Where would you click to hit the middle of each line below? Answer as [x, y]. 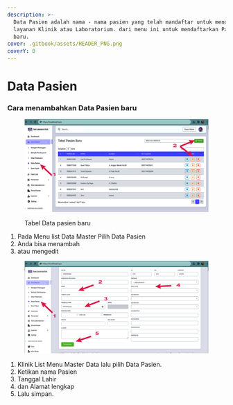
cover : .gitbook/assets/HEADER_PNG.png [65, 44]
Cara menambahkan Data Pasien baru [72, 108]
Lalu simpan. [35, 394]
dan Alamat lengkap [46, 386]
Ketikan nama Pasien [47, 372]
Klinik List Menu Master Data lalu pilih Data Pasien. [89, 364]
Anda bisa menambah [48, 243]
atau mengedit [38, 251]
